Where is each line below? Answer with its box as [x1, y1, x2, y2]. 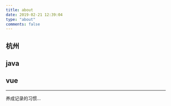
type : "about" [6, 17, 36, 22]
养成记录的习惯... [6, 95, 41, 101]
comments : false [6, 21, 40, 27]
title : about [6, 7, 33, 13]
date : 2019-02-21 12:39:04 [6, 12, 63, 17]
